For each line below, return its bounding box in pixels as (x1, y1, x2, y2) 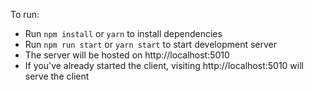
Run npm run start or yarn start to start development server (24, 39, 277, 50)
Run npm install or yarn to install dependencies (24, 28, 223, 39)
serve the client (24, 70, 90, 82)
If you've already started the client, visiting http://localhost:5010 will (24, 60, 304, 71)
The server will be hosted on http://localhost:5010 (24, 49, 230, 61)
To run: (10, 9, 40, 20)
